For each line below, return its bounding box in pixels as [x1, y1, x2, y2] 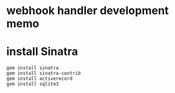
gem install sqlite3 [6, 81, 60, 87]
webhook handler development [6, 4, 169, 18]
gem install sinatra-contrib [6, 70, 81, 76]
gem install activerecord [6, 76, 72, 82]
